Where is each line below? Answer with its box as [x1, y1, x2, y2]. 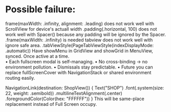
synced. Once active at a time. [5, 53, 70, 59]
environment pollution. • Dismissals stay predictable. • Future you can [5, 64, 153, 70]
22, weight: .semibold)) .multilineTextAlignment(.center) [5, 90, 123, 96]
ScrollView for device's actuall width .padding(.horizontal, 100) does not [5, 26, 157, 32]
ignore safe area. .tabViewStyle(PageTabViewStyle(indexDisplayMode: [5, 42, 154, 48]
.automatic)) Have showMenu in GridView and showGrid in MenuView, [5, 48, 154, 54]
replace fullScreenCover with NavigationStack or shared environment [5, 69, 152, 75]
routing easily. [5, 75, 35, 81]
